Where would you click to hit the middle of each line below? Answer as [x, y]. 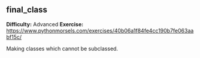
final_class [27, 10]
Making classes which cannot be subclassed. [62, 48]
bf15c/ [14, 37]
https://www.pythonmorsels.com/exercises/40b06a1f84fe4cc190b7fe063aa [100, 30]
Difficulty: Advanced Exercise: [45, 24]
